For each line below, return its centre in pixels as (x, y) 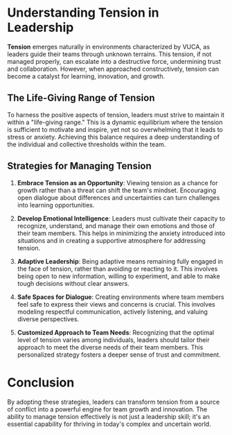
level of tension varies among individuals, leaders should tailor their (113, 340)
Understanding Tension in (83, 13)
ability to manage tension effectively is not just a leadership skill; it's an (108, 416)
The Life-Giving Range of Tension (81, 98)
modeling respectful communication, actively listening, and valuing (112, 312)
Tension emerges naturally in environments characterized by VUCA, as (108, 46)
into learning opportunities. (56, 205)
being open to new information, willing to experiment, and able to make (118, 276)
